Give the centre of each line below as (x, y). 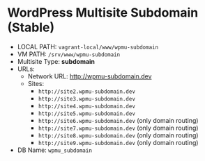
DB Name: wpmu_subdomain (55, 150)
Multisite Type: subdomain (56, 61)
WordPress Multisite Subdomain (103, 13)
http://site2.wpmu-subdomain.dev (87, 92)
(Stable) (31, 27)
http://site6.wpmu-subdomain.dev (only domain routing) (118, 120)
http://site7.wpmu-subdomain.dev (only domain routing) (118, 128)
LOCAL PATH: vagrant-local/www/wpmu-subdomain (88, 46)
